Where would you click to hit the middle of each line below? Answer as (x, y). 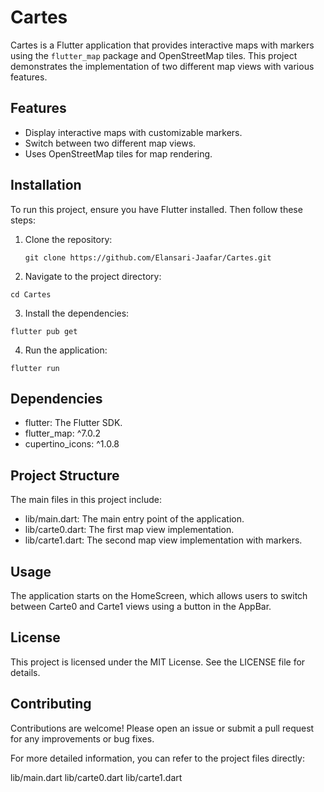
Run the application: (66, 350)
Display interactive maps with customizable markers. (133, 132)
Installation (46, 185)
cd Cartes (31, 294)
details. (25, 672)
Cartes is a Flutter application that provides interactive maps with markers (162, 45)
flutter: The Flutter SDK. (73, 423)
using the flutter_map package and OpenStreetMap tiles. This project (154, 55)
